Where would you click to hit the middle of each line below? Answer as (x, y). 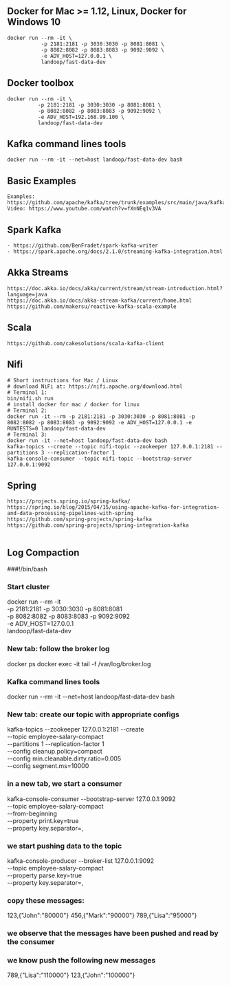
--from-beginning (32, 813)
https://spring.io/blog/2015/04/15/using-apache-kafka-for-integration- (113, 507)
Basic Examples (42, 180)
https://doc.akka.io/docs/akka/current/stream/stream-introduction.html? (115, 288)
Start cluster (29, 587)
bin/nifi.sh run (30, 398)
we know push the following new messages (81, 961)
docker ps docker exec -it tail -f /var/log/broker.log (79, 664)
